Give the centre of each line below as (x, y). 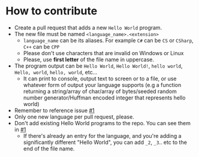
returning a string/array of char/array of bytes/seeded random (100, 91)
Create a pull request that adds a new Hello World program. (88, 28)
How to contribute (52, 11)
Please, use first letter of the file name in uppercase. (88, 59)
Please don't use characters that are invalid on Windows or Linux (103, 53)
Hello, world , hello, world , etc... (56, 72)
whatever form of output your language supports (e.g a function (102, 84)
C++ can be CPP (41, 47)
